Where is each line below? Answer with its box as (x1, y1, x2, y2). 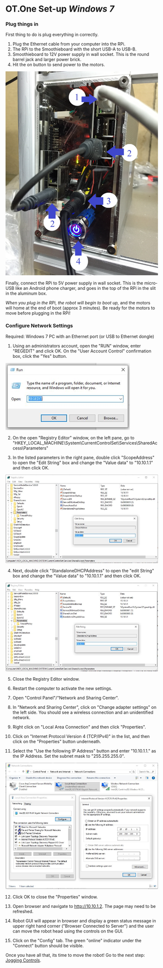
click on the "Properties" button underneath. (12, 738, 101, 744)
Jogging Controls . (5, 957, 42, 963)
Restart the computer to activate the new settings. (12, 685, 113, 691)
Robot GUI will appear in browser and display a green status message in (12, 918, 156, 923)
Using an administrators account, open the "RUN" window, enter (12, 343, 141, 349)
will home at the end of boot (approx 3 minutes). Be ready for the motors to (5, 305, 155, 311)
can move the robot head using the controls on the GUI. (12, 928, 124, 934)
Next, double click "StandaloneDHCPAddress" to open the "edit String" (12, 568, 154, 574)
